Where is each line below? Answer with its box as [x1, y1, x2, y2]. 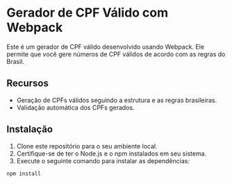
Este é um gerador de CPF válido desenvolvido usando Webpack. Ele [6, 42, 205, 51]
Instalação [6, 124, 53, 135]
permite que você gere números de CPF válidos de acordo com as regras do [6, 50, 226, 58]
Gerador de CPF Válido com [6, 5, 169, 21]
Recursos [6, 78, 49, 90]
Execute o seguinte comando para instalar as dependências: [16, 156, 190, 165]
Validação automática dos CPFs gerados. [16, 103, 135, 112]
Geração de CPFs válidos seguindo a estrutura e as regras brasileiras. [16, 96, 217, 104]
